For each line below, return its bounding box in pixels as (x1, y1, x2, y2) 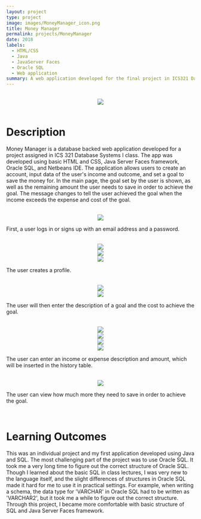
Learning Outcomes (6, 430, 106, 443)
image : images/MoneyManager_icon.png (6, 20, 100, 26)
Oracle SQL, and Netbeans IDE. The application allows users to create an (6, 164, 186, 171)
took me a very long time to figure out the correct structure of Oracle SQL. (6, 463, 190, 469)
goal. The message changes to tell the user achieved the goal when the (6, 190, 182, 197)
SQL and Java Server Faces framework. (6, 507, 105, 514)
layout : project (6, 8, 47, 15)
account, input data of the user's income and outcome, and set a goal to (6, 171, 184, 178)
